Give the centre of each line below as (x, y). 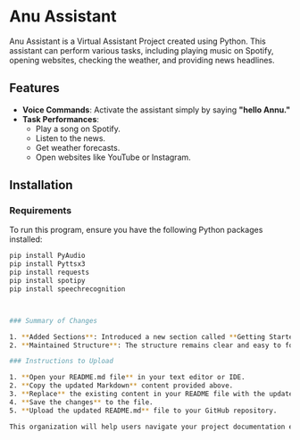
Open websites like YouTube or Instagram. (113, 157)
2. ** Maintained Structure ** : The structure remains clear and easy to (145, 345)
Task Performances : (61, 119)
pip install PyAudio (48, 256)
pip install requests (50, 273)
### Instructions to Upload (62, 361)
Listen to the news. (70, 138)
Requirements (41, 211)
